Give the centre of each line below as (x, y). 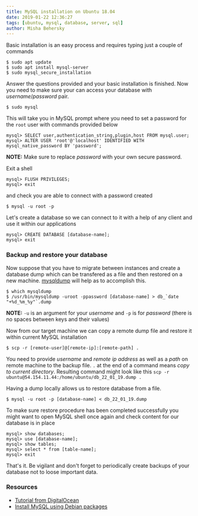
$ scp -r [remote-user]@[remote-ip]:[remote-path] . (73, 348)
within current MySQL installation (47, 337)
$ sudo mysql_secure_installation (49, 73)
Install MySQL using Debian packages (61, 506)
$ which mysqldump (29, 291)
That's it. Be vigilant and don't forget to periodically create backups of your (98, 465)
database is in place (31, 423)
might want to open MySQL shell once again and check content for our (92, 416)
